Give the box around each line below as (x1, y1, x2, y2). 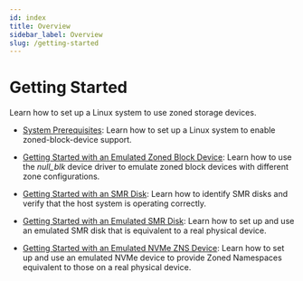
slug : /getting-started (9, 38, 99, 48)
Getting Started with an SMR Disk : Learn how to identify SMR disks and (22, 189, 289, 200)
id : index (9, 13, 47, 23)
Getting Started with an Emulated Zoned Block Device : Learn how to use (22, 152, 292, 163)
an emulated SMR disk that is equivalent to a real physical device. (22, 225, 267, 236)
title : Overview (9, 22, 71, 31)
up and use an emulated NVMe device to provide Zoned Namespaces (22, 252, 282, 263)
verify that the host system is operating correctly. (22, 198, 206, 209)
